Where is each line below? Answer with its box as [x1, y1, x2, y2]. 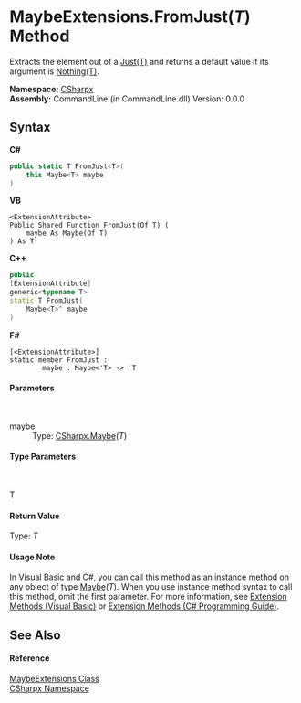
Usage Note [9, 551, 56, 562]
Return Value [9, 510, 60, 521]
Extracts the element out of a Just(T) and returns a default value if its [9, 56, 269, 67]
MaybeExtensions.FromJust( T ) [9, 6, 251, 27]
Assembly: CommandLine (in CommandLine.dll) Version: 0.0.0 [9, 93, 245, 104]
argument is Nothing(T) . [9, 66, 100, 77]
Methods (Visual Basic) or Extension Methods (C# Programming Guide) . [9, 601, 280, 612]
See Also [9, 627, 61, 643]
